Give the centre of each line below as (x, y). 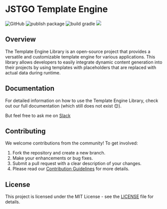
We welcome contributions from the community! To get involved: (72, 143)
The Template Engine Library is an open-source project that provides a (78, 51)
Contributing (25, 131)
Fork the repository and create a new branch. (59, 153)
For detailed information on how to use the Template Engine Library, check (82, 100)
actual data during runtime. (33, 72)
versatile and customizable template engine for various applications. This (80, 56)
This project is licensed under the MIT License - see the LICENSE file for (79, 196)
